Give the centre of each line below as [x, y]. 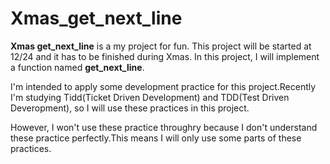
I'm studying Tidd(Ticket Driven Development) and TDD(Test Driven [150, 97]
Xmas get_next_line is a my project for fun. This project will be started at [161, 46]
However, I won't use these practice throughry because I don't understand [164, 127]
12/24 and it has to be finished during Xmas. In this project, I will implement [165, 56]
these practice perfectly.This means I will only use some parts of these [156, 138]
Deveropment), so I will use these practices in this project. [130, 108]
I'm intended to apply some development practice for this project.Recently [163, 86]
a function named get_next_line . [77, 67]
